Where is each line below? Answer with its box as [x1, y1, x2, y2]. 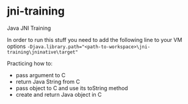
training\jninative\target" [7, 49, 79, 55]
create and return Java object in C [15, 91, 103, 98]
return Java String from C [15, 78, 80, 85]
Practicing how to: [7, 60, 52, 67]
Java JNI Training [7, 24, 51, 32]
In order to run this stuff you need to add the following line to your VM [7, 36, 183, 43]
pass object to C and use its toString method [15, 84, 128, 92]
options [7, 43, 26, 50]
